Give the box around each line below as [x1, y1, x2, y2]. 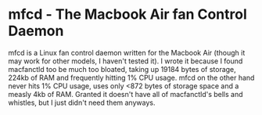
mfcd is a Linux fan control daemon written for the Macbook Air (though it [8, 48, 246, 57]
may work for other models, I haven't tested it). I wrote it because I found [8, 56, 243, 66]
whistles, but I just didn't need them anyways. [8, 98, 156, 107]
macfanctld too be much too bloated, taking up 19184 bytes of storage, [8, 64, 236, 74]
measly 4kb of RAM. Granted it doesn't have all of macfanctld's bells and [8, 89, 244, 99]
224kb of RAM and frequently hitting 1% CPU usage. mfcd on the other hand [8, 73, 255, 82]
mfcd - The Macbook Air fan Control [8, 5, 248, 23]
